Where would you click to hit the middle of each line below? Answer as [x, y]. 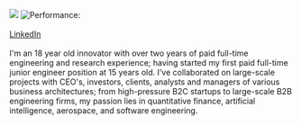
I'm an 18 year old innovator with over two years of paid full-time [129, 53]
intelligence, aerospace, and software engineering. [104, 111]
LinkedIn [25, 34]
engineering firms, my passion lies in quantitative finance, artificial [132, 101]
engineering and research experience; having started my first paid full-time [149, 62]
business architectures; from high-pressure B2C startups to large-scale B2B [151, 91]
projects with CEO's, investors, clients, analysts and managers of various [145, 82]
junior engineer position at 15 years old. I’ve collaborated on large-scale [142, 72]
